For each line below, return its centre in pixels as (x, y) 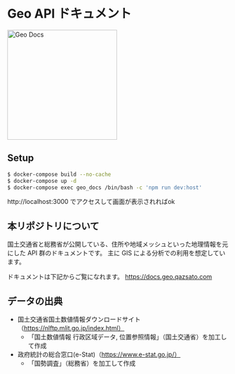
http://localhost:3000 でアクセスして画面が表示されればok (91, 202)
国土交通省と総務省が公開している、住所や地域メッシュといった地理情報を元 (118, 244)
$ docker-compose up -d (42, 181)
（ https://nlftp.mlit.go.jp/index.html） (71, 328)
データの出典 (35, 301)
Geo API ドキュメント (69, 14)
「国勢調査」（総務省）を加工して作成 (82, 363)
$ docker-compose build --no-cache (59, 174)
